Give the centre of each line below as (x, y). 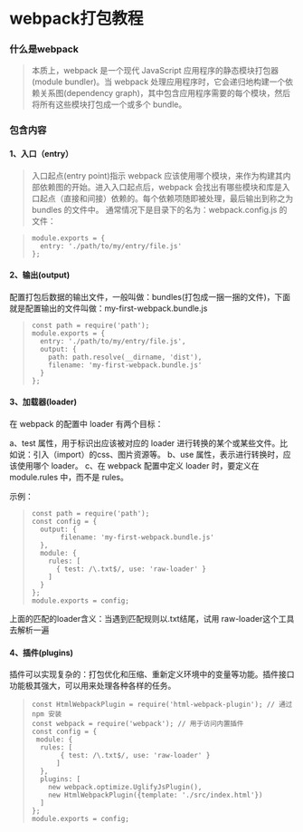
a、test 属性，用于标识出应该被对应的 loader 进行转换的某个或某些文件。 (145, 443)
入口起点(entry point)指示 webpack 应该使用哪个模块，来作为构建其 (157, 175)
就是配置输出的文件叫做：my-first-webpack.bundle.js (109, 308)
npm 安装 (47, 714)
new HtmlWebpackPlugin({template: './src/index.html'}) (156, 795)
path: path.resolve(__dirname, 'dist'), (125, 357)
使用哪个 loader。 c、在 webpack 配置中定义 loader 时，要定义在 (138, 466)
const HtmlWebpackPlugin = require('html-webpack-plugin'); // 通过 (162, 705)
